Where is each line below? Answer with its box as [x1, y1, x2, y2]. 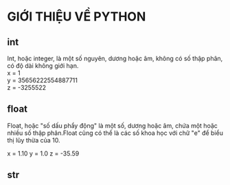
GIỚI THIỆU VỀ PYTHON [7, 9, 146, 25]
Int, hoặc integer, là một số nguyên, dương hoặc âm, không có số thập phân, [7, 54, 223, 62]
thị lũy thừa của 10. [7, 136, 60, 144]
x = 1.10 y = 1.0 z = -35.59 [7, 149, 80, 158]
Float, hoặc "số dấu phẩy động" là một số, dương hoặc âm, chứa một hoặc [7, 121, 218, 129]
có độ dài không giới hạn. [7, 62, 79, 70]
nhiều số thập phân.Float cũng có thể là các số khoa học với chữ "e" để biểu [7, 129, 223, 137]
